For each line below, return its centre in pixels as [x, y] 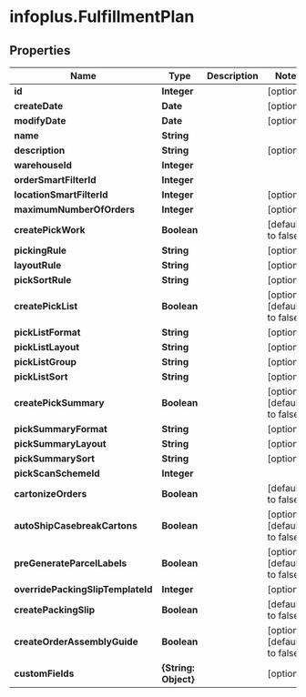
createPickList [46, 306]
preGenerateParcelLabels [71, 563]
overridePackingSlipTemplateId [83, 589]
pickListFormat [47, 332]
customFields [44, 673]
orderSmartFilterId [56, 180]
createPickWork [50, 230]
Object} [178, 679]
